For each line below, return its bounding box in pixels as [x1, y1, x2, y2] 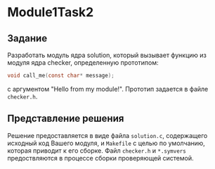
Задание [7, 32, 48, 44]
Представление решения [7, 113, 124, 125]
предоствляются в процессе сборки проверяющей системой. [7, 154, 195, 162]
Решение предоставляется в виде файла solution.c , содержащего [7, 131, 208, 139]
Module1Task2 [7, 4, 94, 20]
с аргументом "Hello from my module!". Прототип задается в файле [7, 84, 209, 93]
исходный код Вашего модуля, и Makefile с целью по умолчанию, [7, 139, 205, 147]
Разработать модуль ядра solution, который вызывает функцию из [7, 51, 207, 59]
